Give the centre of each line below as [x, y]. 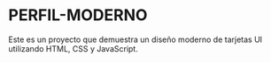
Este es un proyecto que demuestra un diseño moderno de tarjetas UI [135, 39]
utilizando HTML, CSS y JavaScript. [73, 48]
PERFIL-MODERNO [78, 15]
